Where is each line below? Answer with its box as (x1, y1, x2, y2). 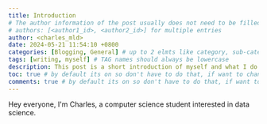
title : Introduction (8, 11, 77, 20)
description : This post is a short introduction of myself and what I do (8, 63, 258, 71)
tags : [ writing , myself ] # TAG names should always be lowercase (8, 56, 229, 64)
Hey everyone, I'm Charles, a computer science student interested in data (8, 100, 250, 109)
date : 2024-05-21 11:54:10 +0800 (8, 41, 119, 49)
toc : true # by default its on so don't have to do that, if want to (8, 70, 244, 78)
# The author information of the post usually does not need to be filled (8, 19, 261, 27)
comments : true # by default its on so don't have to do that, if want (8, 77, 250, 85)
